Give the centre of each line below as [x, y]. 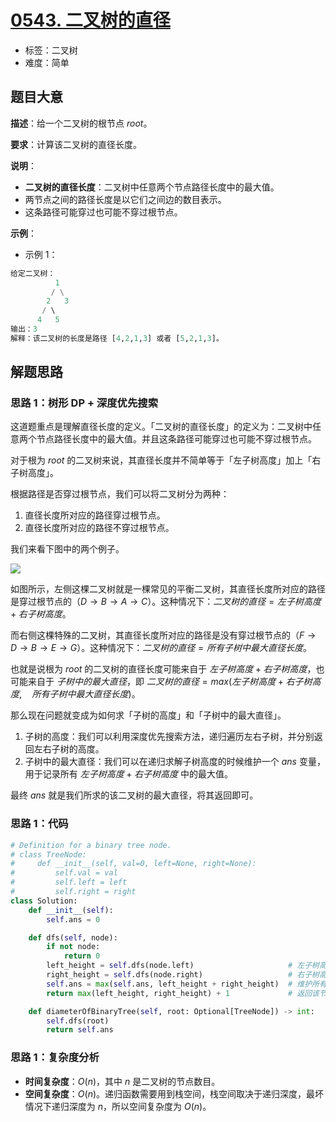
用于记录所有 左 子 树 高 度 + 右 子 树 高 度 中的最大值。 [128, 774]
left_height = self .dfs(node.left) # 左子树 [183, 966]
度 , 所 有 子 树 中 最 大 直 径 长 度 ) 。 [75, 694]
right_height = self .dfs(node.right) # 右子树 [183, 975]
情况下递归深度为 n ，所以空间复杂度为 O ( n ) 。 [118, 1106]
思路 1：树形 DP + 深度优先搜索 [84, 403]
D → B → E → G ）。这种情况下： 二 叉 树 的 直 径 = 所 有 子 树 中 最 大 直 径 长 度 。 [161, 648]
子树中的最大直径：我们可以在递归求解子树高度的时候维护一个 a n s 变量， [175, 762]
